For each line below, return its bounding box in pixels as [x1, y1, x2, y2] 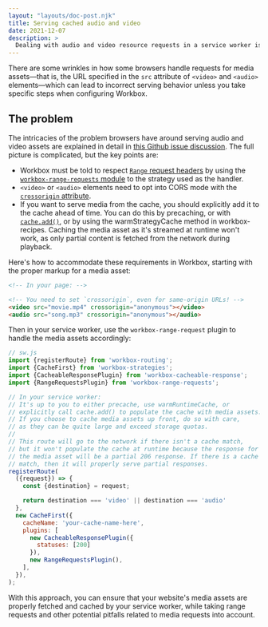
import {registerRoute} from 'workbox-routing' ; [8, 356, 173, 364]
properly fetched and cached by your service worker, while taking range [8, 601, 246, 611]
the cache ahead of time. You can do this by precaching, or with [19, 208, 231, 217]
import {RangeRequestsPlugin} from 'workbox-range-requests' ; [8, 379, 219, 387]
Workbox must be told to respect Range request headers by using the [19, 165, 246, 175]
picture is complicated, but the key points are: [8, 149, 159, 160]
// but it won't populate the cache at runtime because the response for [8, 445, 259, 453]
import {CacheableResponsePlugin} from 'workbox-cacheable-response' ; [8, 371, 248, 379]
